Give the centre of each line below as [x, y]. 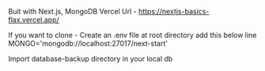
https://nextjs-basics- [174, 11]
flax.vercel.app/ [34, 20]
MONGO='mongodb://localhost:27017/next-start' [88, 43]
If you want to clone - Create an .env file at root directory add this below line [132, 35]
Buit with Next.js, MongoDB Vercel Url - [72, 11]
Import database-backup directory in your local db [91, 59]
